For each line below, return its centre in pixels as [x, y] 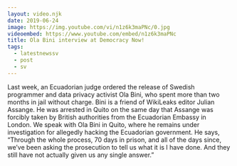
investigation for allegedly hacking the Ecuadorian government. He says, [114, 132]
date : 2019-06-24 [33, 21]
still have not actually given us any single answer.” [81, 155]
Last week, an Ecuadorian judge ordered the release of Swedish [101, 87]
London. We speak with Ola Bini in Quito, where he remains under [104, 124]
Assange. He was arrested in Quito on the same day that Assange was [110, 109]
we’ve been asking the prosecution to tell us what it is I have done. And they [119, 147]
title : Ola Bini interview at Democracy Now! [76, 40]
